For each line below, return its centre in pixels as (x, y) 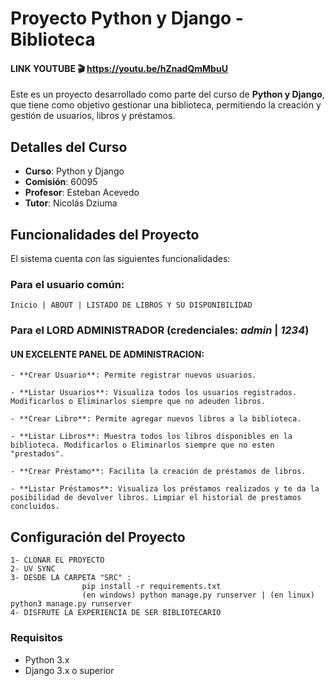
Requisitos (36, 638)
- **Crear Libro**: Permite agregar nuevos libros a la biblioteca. (156, 419)
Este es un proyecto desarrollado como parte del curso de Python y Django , (167, 94)
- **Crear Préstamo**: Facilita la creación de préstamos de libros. (158, 472)
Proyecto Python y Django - (127, 18)
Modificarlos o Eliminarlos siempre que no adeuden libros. (138, 402)
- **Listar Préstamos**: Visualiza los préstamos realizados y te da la (165, 489)
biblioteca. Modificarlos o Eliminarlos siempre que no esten (142, 445)
